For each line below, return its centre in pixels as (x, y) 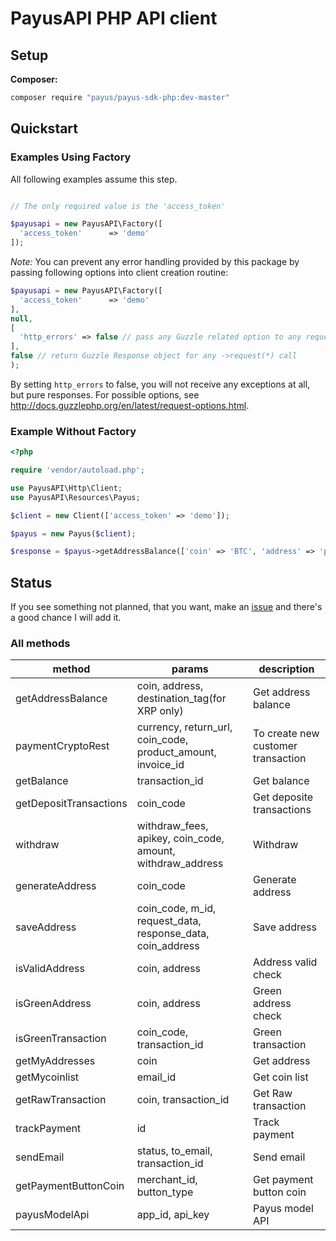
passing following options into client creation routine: (119, 273)
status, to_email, (174, 1151)
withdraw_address (180, 864)
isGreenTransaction (61, 1039)
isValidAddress (50, 969)
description (286, 669)
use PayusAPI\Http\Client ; (66, 488)
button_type (165, 1192)
